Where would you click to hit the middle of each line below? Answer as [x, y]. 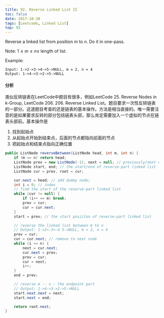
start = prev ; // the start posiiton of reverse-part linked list [83, 216]
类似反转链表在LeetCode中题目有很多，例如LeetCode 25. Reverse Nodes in [81, 97]
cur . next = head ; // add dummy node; [52, 180]
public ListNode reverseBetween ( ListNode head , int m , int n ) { [72, 153]
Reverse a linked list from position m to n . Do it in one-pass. [65, 42]
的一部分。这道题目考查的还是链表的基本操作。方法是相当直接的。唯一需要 [80, 109]
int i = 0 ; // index [35, 185]
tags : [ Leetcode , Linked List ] [37, 23]
